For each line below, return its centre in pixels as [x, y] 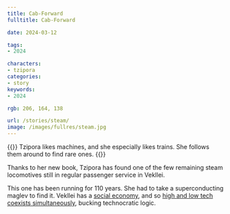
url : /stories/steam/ [38, 121]
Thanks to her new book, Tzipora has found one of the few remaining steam [115, 167]
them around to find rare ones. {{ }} [57, 154]
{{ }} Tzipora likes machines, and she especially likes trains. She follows [108, 147]
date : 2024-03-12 [32, 32]
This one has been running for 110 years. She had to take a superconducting [115, 188]
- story [18, 83]
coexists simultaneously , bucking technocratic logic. [82, 203]
